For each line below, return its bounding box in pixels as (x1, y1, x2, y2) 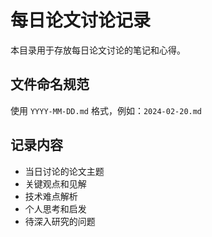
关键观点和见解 (24, 177, 87, 190)
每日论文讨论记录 (10, 9, 152, 32)
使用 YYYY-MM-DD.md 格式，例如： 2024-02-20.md (10, 104, 203, 116)
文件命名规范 (10, 76, 90, 93)
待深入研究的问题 (24, 215, 96, 227)
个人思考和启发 (24, 202, 87, 215)
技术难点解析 (24, 190, 78, 202)
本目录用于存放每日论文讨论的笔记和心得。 (10, 44, 186, 56)
